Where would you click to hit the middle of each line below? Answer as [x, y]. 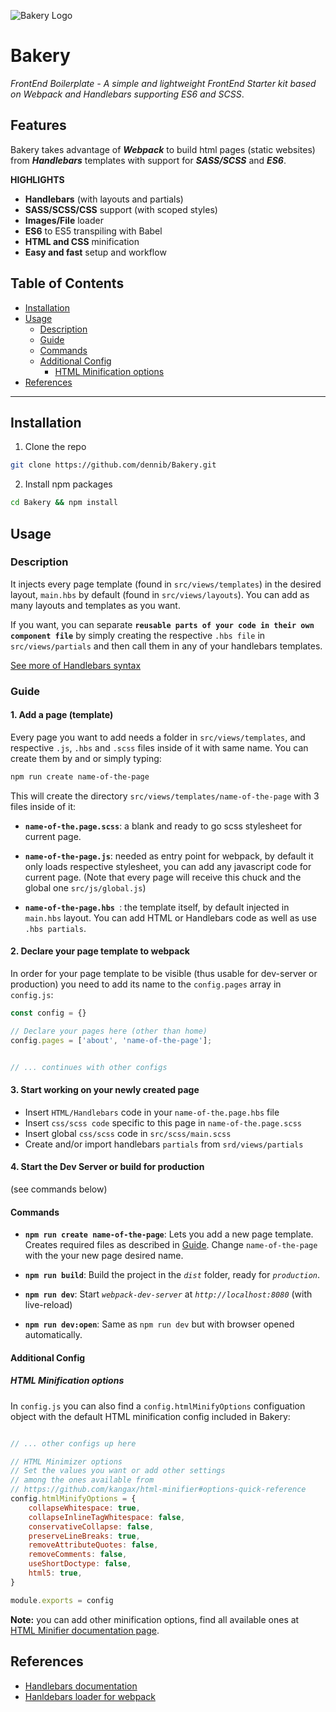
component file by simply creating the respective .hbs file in [138, 635]
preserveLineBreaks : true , [84, 1536]
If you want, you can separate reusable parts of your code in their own [162, 624]
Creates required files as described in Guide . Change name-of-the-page [171, 1245]
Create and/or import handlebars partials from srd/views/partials [164, 1144]
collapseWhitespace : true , [84, 1508]
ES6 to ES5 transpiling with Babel [93, 231]
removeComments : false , [78, 1555]
